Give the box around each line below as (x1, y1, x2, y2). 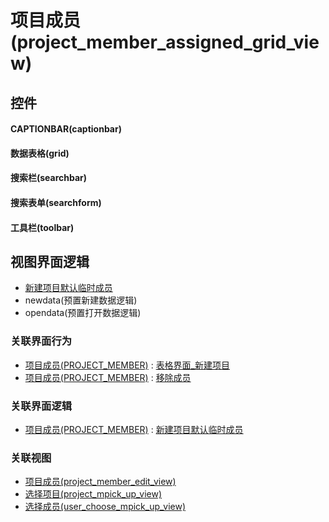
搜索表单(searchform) (10, 196, 102, 208)
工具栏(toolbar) (10, 221, 75, 233)
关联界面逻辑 (10, 399, 73, 413)
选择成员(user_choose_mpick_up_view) (24, 501, 187, 513)
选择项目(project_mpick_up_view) (24, 488, 163, 500)
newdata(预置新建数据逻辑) (24, 294, 138, 306)
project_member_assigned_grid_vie (16, 31, 320, 54)
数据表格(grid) (10, 147, 70, 159)
